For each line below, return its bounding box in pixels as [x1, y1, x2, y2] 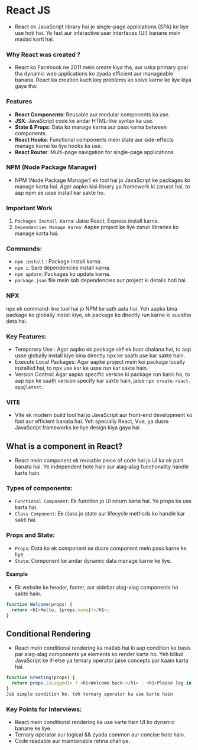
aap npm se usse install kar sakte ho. [14, 189, 105, 196]
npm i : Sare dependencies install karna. [14, 264, 111, 272]
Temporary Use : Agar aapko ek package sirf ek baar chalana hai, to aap [14, 346, 191, 353]
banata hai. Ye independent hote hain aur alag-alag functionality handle [14, 463, 189, 470]
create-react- [156, 379, 191, 384]
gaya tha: [14, 83, 38, 90]
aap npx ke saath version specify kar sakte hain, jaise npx [14, 377, 155, 384]
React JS [6, 4, 51, 17]
